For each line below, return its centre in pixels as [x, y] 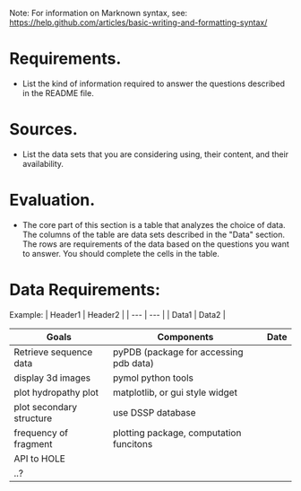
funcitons [133, 443]
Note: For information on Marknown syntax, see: [99, 13]
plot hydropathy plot [56, 392]
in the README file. [58, 92]
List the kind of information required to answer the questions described [153, 83]
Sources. [43, 130]
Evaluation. [52, 200]
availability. [43, 163]
